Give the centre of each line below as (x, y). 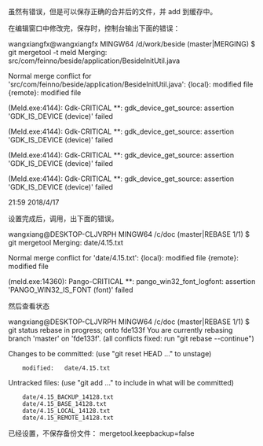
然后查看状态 (29, 306)
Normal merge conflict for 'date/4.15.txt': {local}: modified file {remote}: (124, 258)
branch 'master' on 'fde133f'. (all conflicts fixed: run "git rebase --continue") (131, 338)
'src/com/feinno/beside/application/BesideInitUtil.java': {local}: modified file (131, 84)
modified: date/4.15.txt (66, 368)
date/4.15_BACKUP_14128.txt (68, 397)
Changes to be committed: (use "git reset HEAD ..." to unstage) (110, 354)
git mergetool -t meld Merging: (58, 52)
